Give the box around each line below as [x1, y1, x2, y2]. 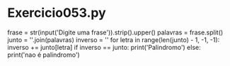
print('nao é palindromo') [7, 51, 80, 59]
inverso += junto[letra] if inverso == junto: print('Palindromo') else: [7, 43, 202, 51]
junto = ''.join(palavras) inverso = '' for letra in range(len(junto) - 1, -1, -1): [7, 35, 220, 44]
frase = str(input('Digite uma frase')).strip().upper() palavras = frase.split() [7, 28, 224, 37]
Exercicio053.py [7, 5, 106, 21]
